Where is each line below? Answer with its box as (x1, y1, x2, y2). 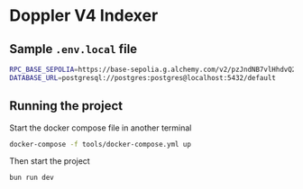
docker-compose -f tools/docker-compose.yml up (9, 139, 192, 148)
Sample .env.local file (9, 41, 138, 57)
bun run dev (9, 173, 54, 183)
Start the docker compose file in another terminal (9, 122, 192, 133)
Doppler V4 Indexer (9, 5, 159, 26)
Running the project (9, 98, 124, 113)
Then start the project (9, 156, 90, 166)
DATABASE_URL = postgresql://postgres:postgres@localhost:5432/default (9, 73, 277, 82)
